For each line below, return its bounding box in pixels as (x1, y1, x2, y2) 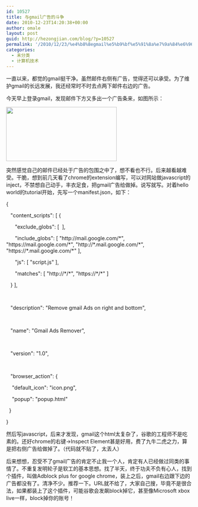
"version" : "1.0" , (10, 350, 49, 357)
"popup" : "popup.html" (11, 395, 68, 402)
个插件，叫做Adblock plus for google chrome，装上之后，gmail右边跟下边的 (6, 472, 190, 479)
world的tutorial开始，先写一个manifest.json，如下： (6, 188, 131, 195)
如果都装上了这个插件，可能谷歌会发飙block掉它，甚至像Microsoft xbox (16, 487, 190, 494)
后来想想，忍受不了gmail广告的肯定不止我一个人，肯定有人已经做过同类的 (6, 458, 184, 465)
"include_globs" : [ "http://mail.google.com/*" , (14, 234, 125, 241)
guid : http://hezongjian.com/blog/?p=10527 (6, 36, 115, 42)
